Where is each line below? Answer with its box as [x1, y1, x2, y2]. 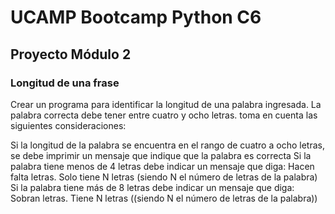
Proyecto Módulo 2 [10, 46, 132, 63]
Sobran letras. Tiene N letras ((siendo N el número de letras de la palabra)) [10, 192, 318, 204]
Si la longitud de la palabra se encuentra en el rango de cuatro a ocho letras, [10, 139, 325, 151]
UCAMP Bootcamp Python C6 [10, 6, 262, 29]
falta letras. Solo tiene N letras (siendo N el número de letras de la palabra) [10, 171, 318, 183]
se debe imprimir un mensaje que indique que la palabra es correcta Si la [10, 149, 312, 161]
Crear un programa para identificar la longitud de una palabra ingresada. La [10, 98, 322, 110]
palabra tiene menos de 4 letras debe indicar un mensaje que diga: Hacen [10, 160, 315, 172]
